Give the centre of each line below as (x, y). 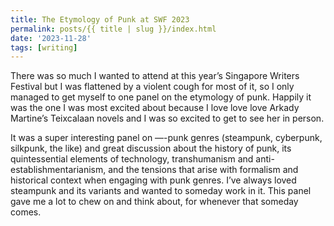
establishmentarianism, (58, 170)
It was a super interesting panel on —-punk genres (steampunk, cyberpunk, (166, 138)
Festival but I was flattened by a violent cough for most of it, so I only (152, 87)
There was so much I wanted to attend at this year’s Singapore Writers (155, 76)
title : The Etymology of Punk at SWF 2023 (100, 19)
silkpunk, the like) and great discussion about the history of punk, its (151, 148)
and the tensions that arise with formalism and (203, 170)
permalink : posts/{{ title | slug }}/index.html (113, 29)
